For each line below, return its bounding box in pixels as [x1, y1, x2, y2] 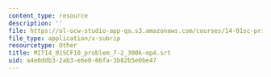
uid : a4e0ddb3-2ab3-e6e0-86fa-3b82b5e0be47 [8, 57, 157, 65]
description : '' [8, 19, 63, 27]
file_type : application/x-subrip [8, 34, 121, 43]
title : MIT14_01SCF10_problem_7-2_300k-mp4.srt [8, 49, 172, 57]
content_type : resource [8, 11, 89, 20]
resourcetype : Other [8, 42, 78, 50]
